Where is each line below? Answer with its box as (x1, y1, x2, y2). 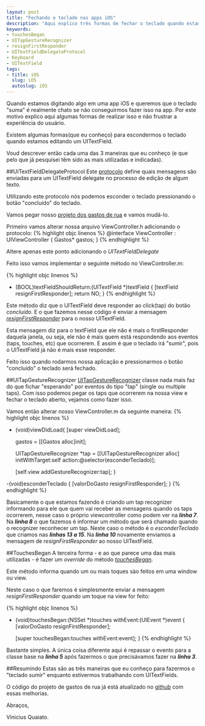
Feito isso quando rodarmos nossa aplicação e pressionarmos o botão (6, 358, 183, 365)
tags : (6, 65, 20, 72)
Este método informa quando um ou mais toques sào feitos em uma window (6, 567, 197, 575)
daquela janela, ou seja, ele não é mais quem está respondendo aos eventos (6, 333, 198, 340)
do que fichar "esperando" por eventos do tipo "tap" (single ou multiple (6, 383, 186, 390)
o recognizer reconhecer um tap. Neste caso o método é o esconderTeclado (6, 525, 199, 531)
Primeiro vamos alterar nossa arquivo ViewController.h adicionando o (6, 223, 181, 230)
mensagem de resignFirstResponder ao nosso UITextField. (6, 537, 154, 545)
